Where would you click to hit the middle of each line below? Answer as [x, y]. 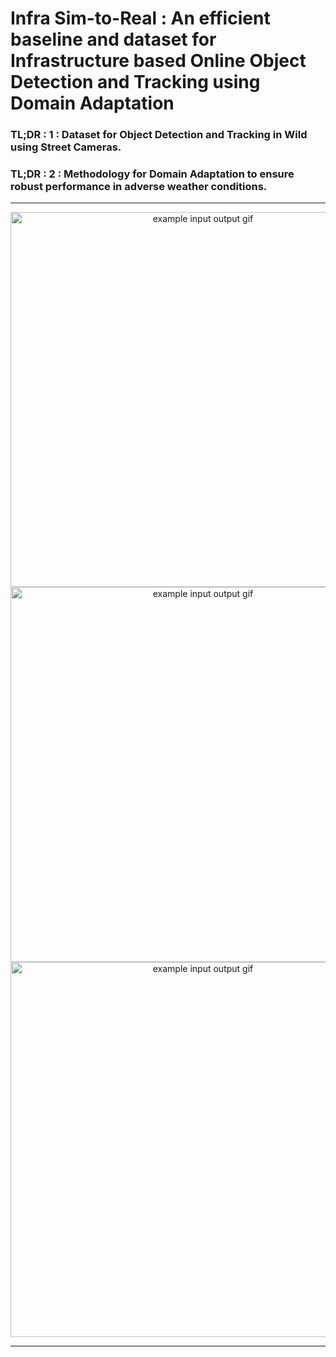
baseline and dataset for [113, 39]
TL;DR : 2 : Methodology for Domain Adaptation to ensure [152, 174]
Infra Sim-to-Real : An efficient [140, 18]
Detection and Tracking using [135, 82]
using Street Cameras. [66, 147]
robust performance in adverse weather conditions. [139, 187]
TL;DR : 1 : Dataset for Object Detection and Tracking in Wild [159, 135]
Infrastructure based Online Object [158, 61]
